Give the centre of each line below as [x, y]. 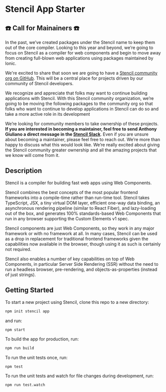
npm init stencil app [27, 311]
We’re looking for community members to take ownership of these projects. [82, 124]
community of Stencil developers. [40, 83]
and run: [14, 321]
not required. [18, 249]
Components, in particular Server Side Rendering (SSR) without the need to [82, 264]
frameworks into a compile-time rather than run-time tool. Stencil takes [77, 197]
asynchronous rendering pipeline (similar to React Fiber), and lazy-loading [81, 208]
